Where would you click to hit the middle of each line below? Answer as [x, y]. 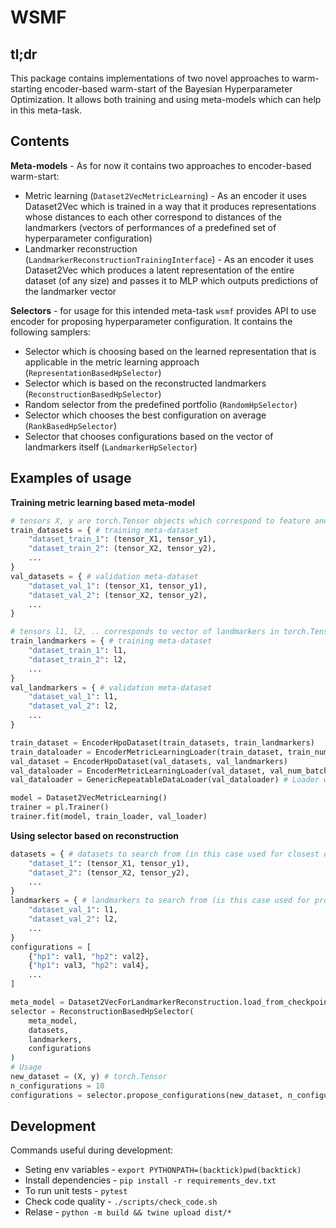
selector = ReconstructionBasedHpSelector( [102, 1011]
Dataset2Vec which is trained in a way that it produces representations [170, 206]
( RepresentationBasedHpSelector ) [93, 372]
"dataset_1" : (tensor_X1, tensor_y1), [109, 863]
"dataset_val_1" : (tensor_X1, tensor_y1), [118, 586]
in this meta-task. [46, 110]
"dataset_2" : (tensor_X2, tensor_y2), [109, 872]
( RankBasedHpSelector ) [71, 425]
